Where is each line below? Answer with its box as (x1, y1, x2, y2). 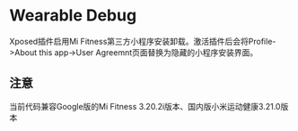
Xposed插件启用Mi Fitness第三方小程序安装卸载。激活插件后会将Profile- (9, 36, 276, 46)
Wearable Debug (9, 5, 137, 26)
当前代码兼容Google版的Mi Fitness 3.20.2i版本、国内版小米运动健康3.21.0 (9, 101, 281, 111)
